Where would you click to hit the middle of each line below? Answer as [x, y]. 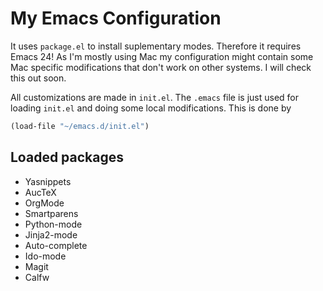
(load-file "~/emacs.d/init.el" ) [80, 126]
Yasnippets [48, 181]
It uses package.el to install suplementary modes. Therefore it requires [156, 46]
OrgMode [44, 203]
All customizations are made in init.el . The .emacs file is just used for [155, 97]
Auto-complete [56, 245]
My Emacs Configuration [116, 18]
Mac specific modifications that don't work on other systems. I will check [161, 67]
